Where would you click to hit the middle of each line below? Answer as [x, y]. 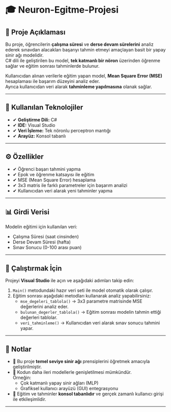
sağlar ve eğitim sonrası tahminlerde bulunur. [52, 66]
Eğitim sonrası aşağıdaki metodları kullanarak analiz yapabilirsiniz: [82, 296]
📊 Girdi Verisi [27, 212]
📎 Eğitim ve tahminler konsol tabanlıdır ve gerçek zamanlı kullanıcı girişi [88, 394]
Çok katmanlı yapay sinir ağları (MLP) [59, 383]
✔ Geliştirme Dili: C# [35, 120]
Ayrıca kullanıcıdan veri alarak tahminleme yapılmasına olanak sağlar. [79, 87]
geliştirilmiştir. [27, 367]
